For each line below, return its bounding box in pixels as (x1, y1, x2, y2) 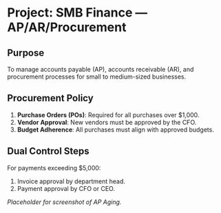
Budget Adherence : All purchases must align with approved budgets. (17, 125, 215, 134)
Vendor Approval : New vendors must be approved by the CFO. (17, 118, 197, 126)
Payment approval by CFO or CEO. (17, 184, 116, 192)
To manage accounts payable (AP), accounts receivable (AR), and (7, 65, 194, 73)
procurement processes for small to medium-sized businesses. (7, 72, 187, 81)
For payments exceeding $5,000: (7, 163, 101, 172)
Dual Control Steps (7, 145, 90, 157)
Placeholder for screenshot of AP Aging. (7, 198, 122, 206)
